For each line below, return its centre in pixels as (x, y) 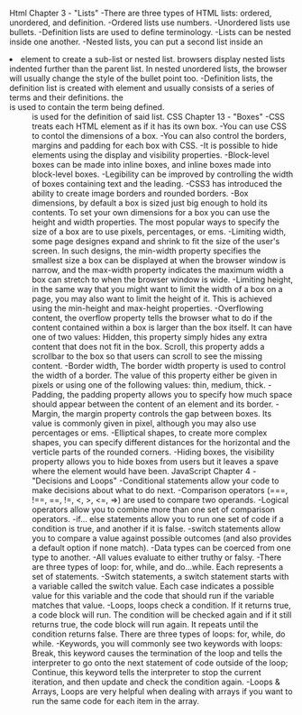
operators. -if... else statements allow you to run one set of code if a (158, 519)
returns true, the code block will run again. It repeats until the (145, 624)
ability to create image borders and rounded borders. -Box (140, 193)
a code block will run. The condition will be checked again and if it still (162, 615)
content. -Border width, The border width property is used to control (159, 366)
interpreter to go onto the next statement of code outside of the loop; (160, 663)
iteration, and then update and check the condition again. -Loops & (156, 682)
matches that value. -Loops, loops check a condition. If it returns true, (161, 605)
